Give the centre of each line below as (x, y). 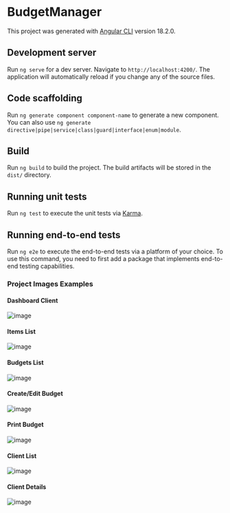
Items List (22, 331)
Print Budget (25, 425)
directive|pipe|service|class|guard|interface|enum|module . (94, 129)
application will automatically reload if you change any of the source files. (111, 76)
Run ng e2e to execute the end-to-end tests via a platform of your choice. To (115, 251)
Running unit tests (47, 197)
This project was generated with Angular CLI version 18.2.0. (92, 31)
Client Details (27, 487)
